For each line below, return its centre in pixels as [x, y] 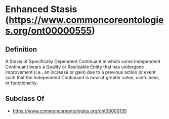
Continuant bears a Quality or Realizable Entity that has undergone [75, 67]
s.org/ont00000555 [49, 31]
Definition [21, 49]
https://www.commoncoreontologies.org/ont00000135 [70, 111]
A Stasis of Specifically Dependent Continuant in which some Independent [83, 61]
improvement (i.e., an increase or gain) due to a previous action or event [80, 72]
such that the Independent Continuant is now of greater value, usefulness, [83, 77]
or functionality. [22, 83]
